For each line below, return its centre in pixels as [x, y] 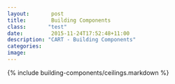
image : [17, 53]
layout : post [36, 14]
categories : [24, 46]
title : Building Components [59, 20]
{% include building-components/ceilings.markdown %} [88, 72]
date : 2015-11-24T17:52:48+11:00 [69, 33]
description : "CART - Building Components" [72, 40]
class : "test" [37, 27]
